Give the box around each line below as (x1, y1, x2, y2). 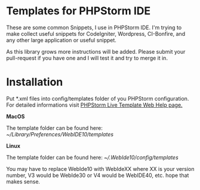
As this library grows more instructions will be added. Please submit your (6, 48, 186, 55)
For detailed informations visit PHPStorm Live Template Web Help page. (6, 101, 183, 108)
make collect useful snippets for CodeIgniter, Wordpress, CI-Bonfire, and (6, 30, 186, 37)
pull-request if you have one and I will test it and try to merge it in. (6, 54, 168, 61)
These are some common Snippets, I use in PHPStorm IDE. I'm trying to (6, 24, 182, 31)
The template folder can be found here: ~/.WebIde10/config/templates (6, 154, 179, 161)
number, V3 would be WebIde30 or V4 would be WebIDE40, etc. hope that (6, 172, 189, 179)
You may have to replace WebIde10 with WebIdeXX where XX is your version (6, 165, 195, 172)
